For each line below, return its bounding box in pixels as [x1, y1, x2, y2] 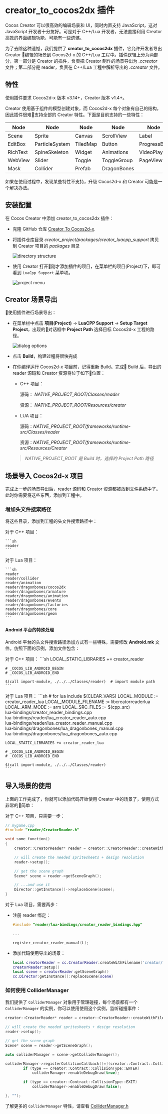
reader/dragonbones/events [5, 598, 61, 603]
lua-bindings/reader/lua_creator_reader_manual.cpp [5, 720, 112, 726]
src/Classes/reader [19, 429, 60, 435]
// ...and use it [14, 882, 50, 887]
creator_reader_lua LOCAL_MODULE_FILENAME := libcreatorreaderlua [5, 699, 150, 705]
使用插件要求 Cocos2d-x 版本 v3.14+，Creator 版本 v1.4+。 [5, 94, 127, 100]
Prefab [74, 165, 91, 172]
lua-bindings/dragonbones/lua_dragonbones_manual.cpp [5, 725, 123, 731]
